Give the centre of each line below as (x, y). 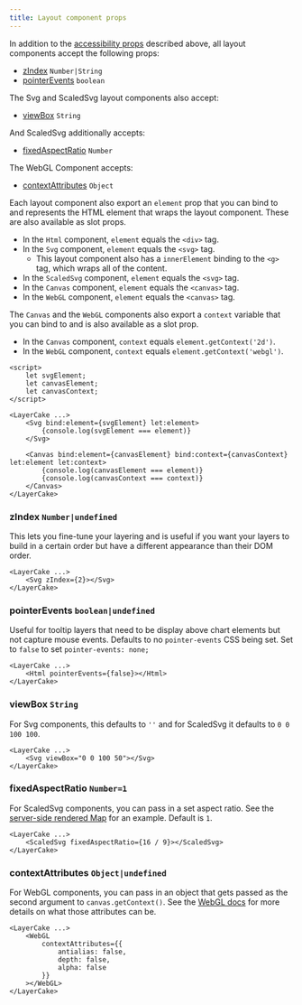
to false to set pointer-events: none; (79, 649)
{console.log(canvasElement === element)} (123, 470)
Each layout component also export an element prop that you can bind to (144, 202)
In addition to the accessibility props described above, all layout (128, 43)
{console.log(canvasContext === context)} (123, 478)
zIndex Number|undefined (64, 516)
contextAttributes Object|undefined (88, 872)
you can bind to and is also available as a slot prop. (104, 324)
